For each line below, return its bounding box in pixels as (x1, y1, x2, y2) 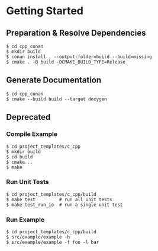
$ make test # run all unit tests (6, 196, 112, 202)
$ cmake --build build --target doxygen (6, 96, 108, 102)
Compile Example (6, 130, 58, 138)
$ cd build (6, 154, 33, 160)
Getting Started (6, 4, 84, 18)
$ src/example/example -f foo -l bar (6, 239, 99, 246)
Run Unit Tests (6, 178, 49, 186)
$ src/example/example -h (6, 234, 70, 240)
